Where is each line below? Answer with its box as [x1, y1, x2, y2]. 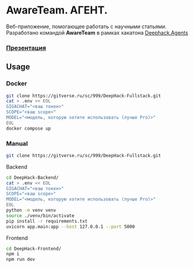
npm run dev [6, 256, 35, 263]
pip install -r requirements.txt [6, 218, 88, 224]
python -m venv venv [6, 208, 57, 213]
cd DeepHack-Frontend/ [6, 246, 62, 252]
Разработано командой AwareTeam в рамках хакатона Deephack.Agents [6, 29, 189, 36]
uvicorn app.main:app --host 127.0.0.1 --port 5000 [6, 223, 135, 229]
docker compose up [6, 125, 51, 131]
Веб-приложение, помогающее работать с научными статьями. [6, 23, 167, 30]
